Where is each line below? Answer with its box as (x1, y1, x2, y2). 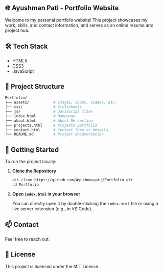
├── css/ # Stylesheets (5, 105, 82, 110)
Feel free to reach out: (5, 236, 50, 242)
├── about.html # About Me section (5, 118, 93, 123)
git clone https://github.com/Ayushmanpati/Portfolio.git (12, 178, 133, 183)
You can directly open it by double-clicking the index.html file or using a (12, 200, 158, 206)
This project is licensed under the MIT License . (5, 263, 101, 269)
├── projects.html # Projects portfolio (5, 123, 97, 128)
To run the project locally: (5, 159, 57, 164)
